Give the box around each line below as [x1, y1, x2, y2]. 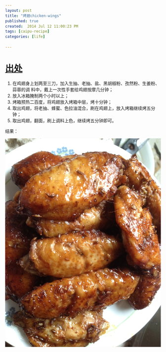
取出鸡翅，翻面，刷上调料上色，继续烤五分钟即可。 [12, 117, 117, 124]
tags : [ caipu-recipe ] [5, 29, 50, 34]
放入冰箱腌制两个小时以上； [12, 92, 69, 99]
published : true [5, 18, 39, 23]
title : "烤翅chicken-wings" [5, 13, 62, 18]
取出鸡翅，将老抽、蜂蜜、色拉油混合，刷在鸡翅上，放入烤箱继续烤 [12, 105, 147, 111]
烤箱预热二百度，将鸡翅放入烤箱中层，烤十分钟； [12, 99, 112, 105]
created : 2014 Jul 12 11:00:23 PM [5, 24, 79, 29]
